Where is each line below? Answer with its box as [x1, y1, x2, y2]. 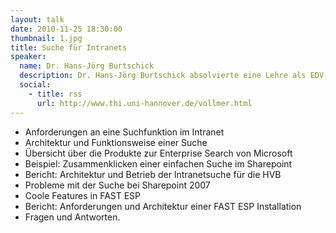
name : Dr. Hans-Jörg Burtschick [19, 61, 155, 71]
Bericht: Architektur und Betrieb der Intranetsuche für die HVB [24, 168, 282, 180]
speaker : [10, 52, 47, 62]
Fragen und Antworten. [24, 211, 121, 223]
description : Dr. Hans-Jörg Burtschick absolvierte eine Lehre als [19, 71, 307, 81]
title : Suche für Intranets [10, 42, 128, 53]
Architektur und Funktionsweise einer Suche [24, 136, 208, 148]
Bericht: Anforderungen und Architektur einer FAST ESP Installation [24, 200, 302, 212]
